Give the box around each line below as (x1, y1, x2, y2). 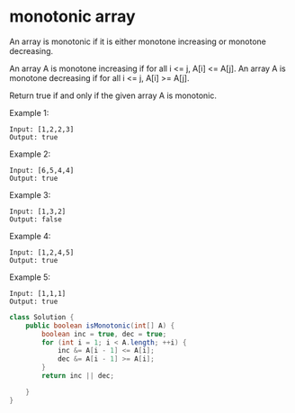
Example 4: (9, 230, 51, 241)
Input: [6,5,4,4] (9, 166, 75, 175)
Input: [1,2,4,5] (9, 247, 75, 257)
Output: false (9, 214, 63, 224)
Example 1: (9, 107, 49, 118)
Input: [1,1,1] (9, 289, 67, 298)
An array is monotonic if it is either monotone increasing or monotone (9, 36, 267, 47)
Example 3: (9, 189, 51, 200)
